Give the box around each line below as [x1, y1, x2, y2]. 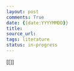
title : [6, 25, 23, 32]
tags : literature [6, 36, 50, 42]
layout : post [6, 8, 39, 15]
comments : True [6, 14, 45, 20]
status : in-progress [6, 42, 58, 48]
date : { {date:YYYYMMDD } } [6, 20, 69, 26]
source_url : [6, 31, 36, 37]
